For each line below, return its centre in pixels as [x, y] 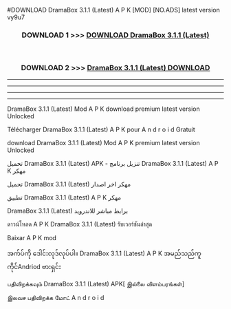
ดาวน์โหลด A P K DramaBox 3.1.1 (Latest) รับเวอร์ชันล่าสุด [80, 224]
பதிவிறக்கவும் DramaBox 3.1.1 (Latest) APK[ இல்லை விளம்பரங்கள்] [96, 284]
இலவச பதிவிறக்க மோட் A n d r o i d [56, 297]
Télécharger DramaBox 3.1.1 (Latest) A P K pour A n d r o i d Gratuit [101, 129]
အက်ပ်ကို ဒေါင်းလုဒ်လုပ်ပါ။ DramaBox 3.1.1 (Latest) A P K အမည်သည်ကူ [104, 253]
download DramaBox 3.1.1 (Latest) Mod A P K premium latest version [104, 142]
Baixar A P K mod [32, 237]
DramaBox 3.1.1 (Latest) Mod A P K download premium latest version [104, 109]
